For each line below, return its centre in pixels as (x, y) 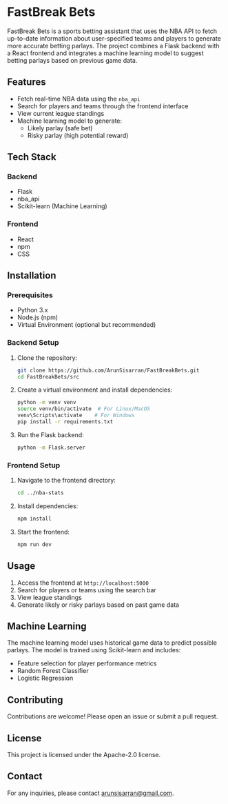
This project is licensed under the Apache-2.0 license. (84, 755)
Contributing (35, 700)
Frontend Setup (34, 465)
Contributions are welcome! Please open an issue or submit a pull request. (113, 716)
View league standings (50, 597)
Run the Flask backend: (50, 434)
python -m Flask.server (51, 448)
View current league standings (61, 113)
